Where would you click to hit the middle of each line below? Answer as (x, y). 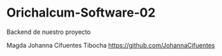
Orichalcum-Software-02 (81, 13)
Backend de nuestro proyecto (49, 32)
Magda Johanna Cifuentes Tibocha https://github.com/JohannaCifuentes (111, 45)
